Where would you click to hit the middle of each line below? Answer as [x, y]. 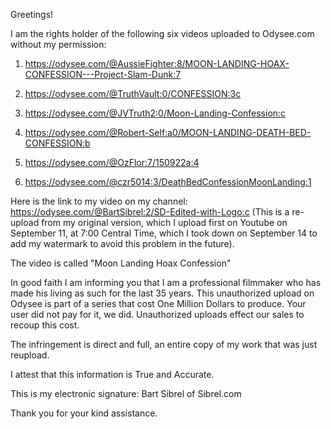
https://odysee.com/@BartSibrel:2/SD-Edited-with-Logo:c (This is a [150, 212]
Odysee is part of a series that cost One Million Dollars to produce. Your [158, 303]
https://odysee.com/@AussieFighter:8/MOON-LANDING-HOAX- [157, 63]
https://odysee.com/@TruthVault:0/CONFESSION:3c [133, 93]
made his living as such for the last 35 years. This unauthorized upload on [162, 293]
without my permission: [58, 44]
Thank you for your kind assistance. [84, 413]
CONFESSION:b [57, 143]
